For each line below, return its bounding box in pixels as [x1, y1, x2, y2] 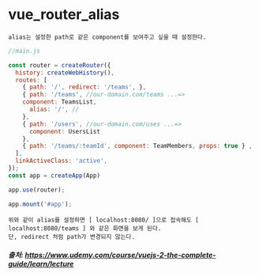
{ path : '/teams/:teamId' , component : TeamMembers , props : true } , [22, 142, 253, 150]
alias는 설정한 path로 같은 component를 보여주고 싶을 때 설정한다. [8, 33, 207, 41]
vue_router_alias [8, 6, 120, 24]
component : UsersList [28, 127, 101, 135]
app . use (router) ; [8, 186, 66, 194]
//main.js [8, 47, 41, 55]
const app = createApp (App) [8, 172, 101, 180]
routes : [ [15, 76, 47, 84]
